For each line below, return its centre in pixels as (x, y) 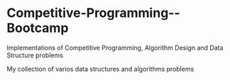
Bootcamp (38, 28)
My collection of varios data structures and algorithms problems (100, 69)
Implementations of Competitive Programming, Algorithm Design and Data (115, 47)
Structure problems (35, 55)
